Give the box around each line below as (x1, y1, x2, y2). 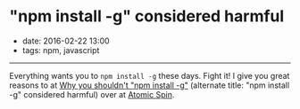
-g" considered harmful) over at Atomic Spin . (9, 89, 175, 99)
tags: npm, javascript (21, 44, 100, 55)
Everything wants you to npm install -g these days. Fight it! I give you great (9, 70, 290, 81)
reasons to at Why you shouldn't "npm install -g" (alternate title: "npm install (9, 80, 290, 90)
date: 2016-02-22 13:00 (21, 35, 110, 46)
